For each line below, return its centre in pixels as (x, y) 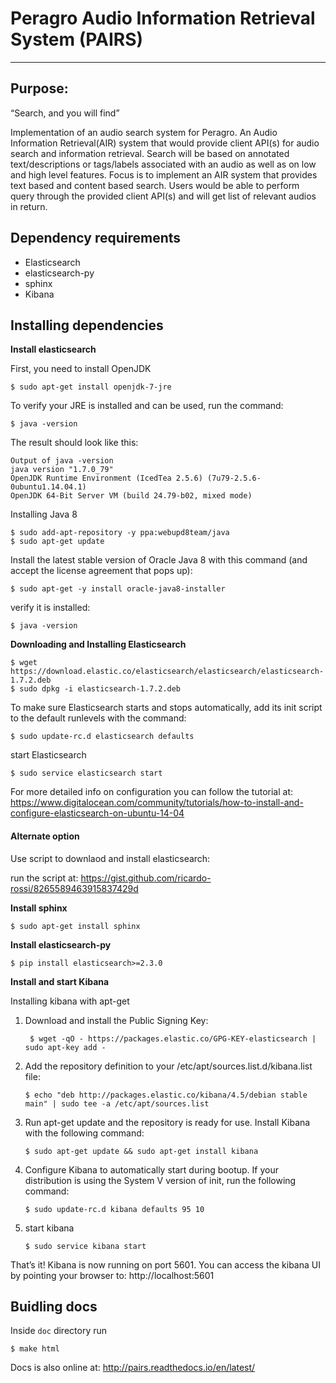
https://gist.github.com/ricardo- (146, 878)
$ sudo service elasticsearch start (86, 773)
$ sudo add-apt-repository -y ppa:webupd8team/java (120, 533)
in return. (29, 206)
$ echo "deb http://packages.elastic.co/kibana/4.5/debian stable (166, 1095)
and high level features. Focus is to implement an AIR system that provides (164, 174)
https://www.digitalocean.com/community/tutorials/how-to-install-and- (157, 803)
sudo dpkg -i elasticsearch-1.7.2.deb (100, 689)
